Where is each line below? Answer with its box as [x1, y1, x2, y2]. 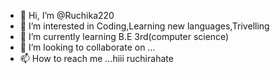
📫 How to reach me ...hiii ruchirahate [19, 53, 174, 64]
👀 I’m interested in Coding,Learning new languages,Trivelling [19, 20, 270, 32]
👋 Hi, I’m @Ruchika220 [19, 10, 115, 21]
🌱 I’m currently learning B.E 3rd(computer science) [19, 31, 230, 42]
